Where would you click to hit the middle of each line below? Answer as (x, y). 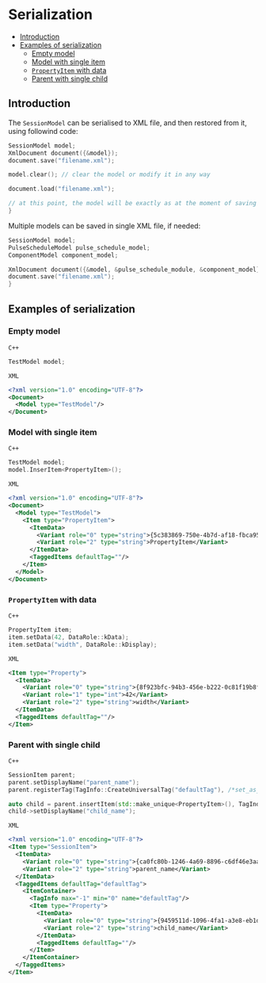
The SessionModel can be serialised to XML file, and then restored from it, (127, 122)
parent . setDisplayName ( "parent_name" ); (74, 782)
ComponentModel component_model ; (63, 255)
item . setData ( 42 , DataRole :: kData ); (68, 637)
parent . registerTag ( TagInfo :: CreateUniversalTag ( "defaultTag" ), (116, 790)
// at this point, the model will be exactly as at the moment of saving (133, 204)
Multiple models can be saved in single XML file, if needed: (104, 226)
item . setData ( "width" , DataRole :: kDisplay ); (83, 644)
